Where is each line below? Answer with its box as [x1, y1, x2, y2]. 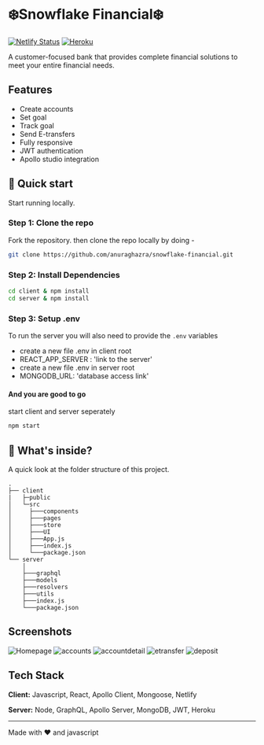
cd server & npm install [8, 294, 90, 302]
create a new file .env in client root [19, 346, 132, 356]
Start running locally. [8, 197, 75, 208]
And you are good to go [8, 389, 86, 399]
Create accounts [19, 104, 74, 113]
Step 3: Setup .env [8, 313, 81, 324]
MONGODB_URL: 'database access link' [19, 371, 149, 381]
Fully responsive [19, 138, 73, 147]
